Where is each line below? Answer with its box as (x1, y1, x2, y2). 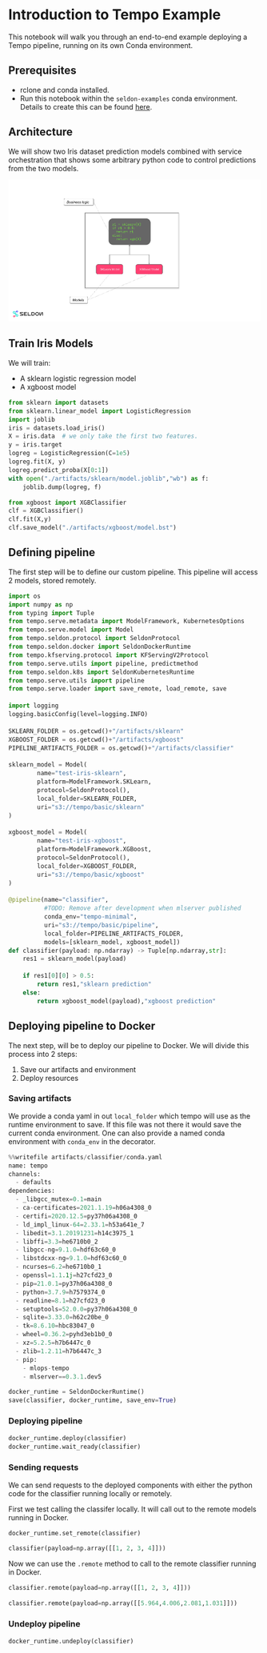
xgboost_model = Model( (8, 828, 88, 837)
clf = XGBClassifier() (8, 506, 84, 515)
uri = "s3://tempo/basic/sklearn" (37, 802, 145, 811)
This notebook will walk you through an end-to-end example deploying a (8, 32, 248, 42)
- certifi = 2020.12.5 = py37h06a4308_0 (15, 1212, 137, 1220)
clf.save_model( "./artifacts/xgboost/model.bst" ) (8, 524, 177, 532)
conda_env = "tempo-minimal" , (43, 913, 137, 921)
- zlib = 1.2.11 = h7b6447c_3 (15, 1347, 102, 1355)
